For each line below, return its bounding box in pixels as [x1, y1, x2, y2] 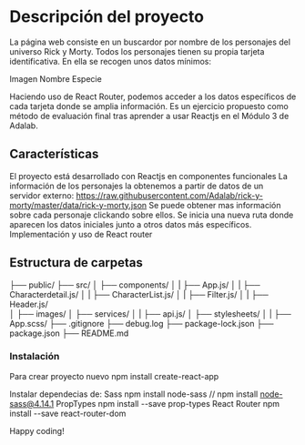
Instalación [9, 350, 60, 363]
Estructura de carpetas [9, 255, 144, 270]
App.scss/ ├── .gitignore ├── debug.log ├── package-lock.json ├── [9, 318, 274, 329]
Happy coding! [9, 425, 66, 436]
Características [9, 147, 99, 162]
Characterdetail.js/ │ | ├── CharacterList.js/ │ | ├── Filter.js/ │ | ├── [9, 288, 269, 299]
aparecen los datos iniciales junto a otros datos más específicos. [9, 218, 252, 229]
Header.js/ [9, 298, 48, 309]
